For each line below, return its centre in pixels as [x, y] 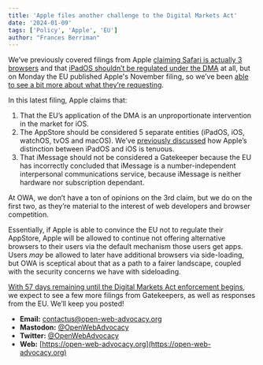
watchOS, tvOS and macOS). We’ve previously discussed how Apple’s [133, 141]
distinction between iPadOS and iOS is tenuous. [97, 149]
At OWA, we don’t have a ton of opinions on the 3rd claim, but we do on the [130, 198]
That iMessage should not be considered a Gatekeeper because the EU [135, 158]
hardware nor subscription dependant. [82, 183]
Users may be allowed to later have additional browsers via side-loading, [126, 255]
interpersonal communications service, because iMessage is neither [130, 174]
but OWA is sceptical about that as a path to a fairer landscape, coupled [125, 263]
